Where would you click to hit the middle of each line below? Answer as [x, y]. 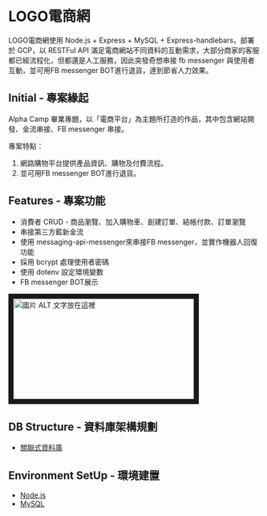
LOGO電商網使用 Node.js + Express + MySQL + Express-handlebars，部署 [131, 40]
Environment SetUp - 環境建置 [84, 475]
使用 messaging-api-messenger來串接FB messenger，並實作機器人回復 [139, 242]
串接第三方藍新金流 [52, 232]
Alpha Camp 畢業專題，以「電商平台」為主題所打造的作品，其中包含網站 [128, 119]
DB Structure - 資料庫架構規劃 [83, 427]
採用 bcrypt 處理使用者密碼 [65, 262]
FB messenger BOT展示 [59, 282]
